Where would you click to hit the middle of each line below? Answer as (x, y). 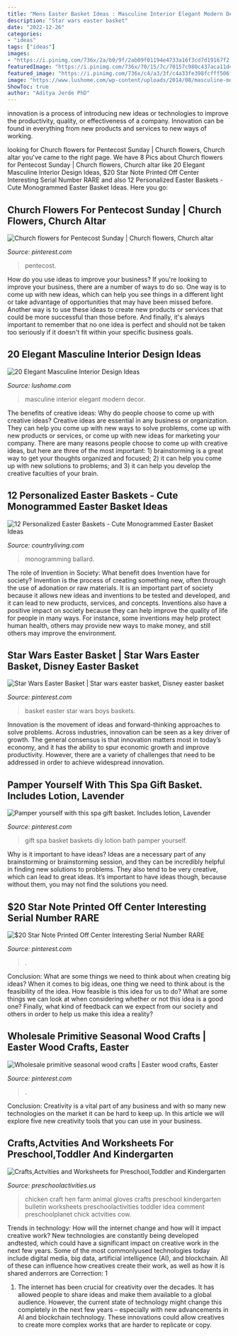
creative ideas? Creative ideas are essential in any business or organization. (118, 420)
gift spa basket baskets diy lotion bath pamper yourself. (106, 841)
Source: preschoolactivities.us (52, 1185)
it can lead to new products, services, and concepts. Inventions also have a (117, 603)
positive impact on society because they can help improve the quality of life (118, 610)
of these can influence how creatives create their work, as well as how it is (116, 1266)
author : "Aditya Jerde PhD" (49, 93)
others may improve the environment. (62, 633)
